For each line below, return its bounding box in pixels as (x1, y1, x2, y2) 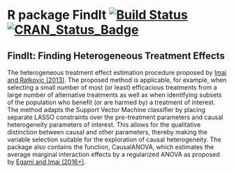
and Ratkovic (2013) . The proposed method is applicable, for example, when (7, 76, 227, 84)
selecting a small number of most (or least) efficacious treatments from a (7, 83, 218, 91)
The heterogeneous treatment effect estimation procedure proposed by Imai (7, 69, 227, 76)
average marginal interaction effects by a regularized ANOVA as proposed (7, 151, 220, 158)
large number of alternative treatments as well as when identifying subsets (7, 91, 222, 99)
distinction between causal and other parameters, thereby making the (7, 128, 208, 136)
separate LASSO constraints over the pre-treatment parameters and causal (7, 113, 224, 121)
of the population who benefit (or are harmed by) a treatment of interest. (7, 98, 216, 106)
